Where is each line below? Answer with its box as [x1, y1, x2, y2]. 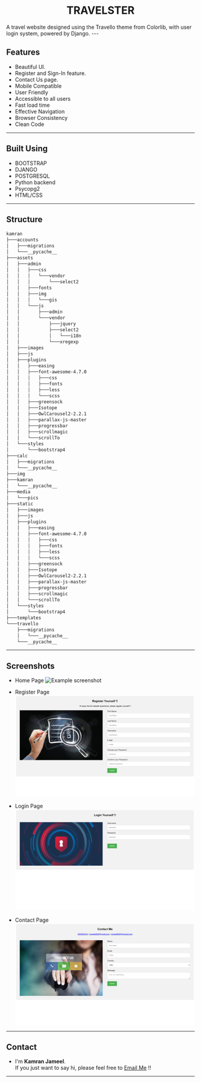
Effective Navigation [14, 107, 65, 115]
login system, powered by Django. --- [6, 29, 99, 37]
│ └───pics [6, 495, 39, 501]
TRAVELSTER [66, 4, 135, 17]
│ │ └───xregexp [6, 339, 79, 345]
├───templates [6, 615, 42, 621]
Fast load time [14, 101, 50, 109]
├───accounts [6, 237, 39, 243]
